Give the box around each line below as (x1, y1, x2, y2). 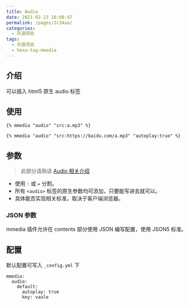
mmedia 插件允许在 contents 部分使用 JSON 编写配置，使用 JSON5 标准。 (6, 226, 187, 233)
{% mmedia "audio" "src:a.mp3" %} (6, 123, 92, 129)
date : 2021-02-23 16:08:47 (6, 14, 73, 20)
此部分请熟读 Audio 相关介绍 (20, 167, 90, 175)
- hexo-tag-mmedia (11, 47, 57, 53)
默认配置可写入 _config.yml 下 (6, 262, 80, 269)
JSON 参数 (6, 211, 37, 219)
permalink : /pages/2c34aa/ (6, 20, 73, 26)
